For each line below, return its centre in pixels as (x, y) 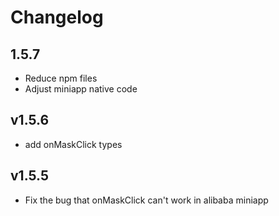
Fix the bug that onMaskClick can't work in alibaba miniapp (146, 200)
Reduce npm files (61, 78)
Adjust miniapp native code (81, 89)
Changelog (57, 17)
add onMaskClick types (73, 144)
